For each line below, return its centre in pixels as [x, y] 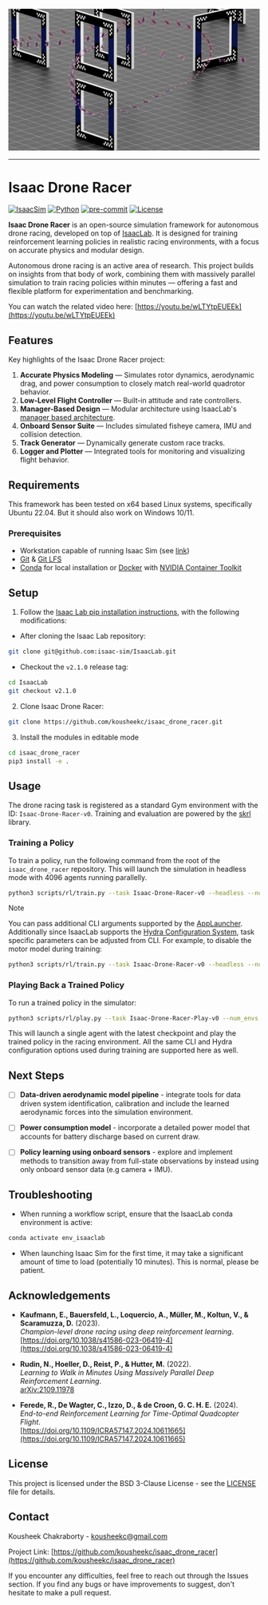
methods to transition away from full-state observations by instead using [139, 1161]
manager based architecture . [67, 418]
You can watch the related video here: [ [73, 307]
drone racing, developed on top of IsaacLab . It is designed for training [123, 233]
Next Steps [36, 1075]
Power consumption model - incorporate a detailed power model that [135, 1127]
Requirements [44, 485]
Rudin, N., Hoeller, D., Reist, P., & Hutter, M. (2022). [105, 1364]
